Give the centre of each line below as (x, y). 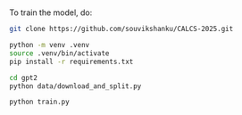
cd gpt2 (24, 78)
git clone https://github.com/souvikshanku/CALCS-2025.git (121, 29)
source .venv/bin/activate (59, 53)
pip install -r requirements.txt (71, 62)
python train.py (39, 102)
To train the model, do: (51, 12)
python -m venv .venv (50, 45)
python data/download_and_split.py (75, 86)
